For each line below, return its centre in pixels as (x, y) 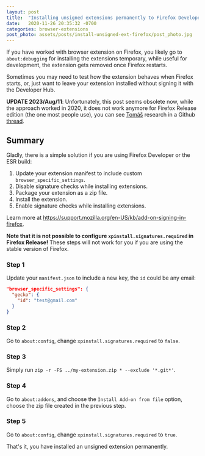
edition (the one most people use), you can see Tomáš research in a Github (101, 115)
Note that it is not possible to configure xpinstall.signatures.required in (100, 236)
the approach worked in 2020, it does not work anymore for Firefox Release (102, 108)
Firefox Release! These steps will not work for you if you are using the (95, 242)
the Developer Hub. (31, 90)
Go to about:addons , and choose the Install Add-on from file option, (94, 399)
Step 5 (16, 421)
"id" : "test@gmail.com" (48, 300)
